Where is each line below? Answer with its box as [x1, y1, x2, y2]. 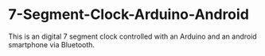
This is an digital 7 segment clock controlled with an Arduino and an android [8, 32, 257, 41]
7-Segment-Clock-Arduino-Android [8, 6, 249, 24]
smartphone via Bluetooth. [8, 39, 95, 49]
